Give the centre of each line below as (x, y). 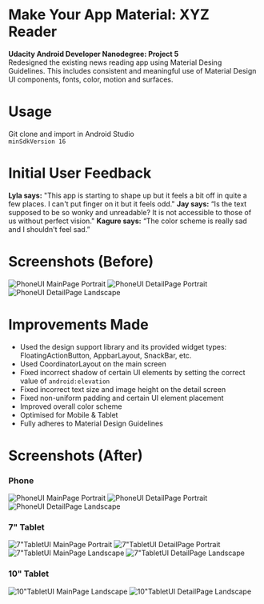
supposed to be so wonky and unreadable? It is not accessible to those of (130, 212)
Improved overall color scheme (71, 406)
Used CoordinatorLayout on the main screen (93, 364)
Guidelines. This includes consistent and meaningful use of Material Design (132, 70)
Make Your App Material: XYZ (109, 15)
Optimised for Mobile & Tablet (69, 414)
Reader (33, 32)
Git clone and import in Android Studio (71, 134)
